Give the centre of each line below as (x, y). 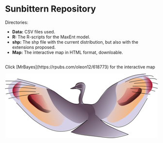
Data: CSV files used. (33, 32)
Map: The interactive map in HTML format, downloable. (67, 52)
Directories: (16, 22)
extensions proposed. (34, 47)
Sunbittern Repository (50, 9)
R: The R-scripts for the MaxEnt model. (51, 37)
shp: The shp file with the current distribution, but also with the (75, 42)
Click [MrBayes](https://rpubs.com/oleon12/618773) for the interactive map (80, 67)
